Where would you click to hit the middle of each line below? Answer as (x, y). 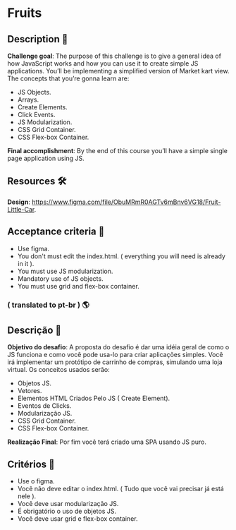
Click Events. (36, 115)
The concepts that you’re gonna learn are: (68, 78)
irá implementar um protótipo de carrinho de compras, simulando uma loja (115, 362)
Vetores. (30, 391)
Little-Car (21, 209)
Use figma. (33, 248)
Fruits (25, 13)
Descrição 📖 (35, 330)
